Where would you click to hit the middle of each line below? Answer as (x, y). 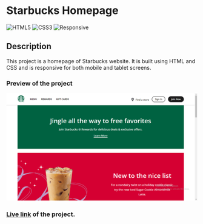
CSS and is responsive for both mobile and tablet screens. (79, 67)
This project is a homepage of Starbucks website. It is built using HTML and (101, 61)
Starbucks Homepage (62, 11)
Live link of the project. (41, 214)
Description (29, 46)
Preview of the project (39, 83)
